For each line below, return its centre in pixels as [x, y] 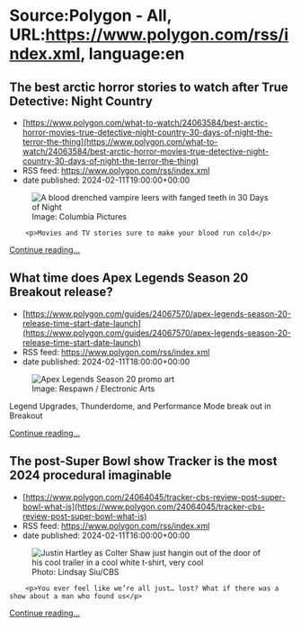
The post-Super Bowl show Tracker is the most [143, 461]
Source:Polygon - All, [91, 16]
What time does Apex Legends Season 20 [129, 278]
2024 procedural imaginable [91, 475]
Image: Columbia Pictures [80, 216]
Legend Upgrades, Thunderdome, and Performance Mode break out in [140, 406]
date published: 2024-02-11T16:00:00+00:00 [106, 535]
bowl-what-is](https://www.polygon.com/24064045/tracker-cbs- [143, 506]
